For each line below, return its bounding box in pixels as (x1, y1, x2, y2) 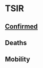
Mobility (5, 55, 30, 64)
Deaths (5, 38, 27, 47)
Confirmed (5, 22, 38, 31)
